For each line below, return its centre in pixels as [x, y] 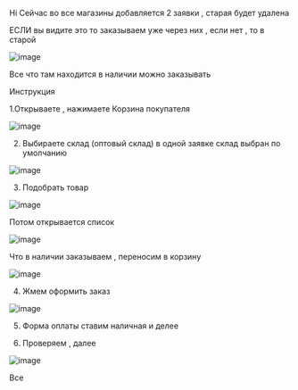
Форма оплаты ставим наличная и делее [100, 326]
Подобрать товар [55, 187]
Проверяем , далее [59, 343]
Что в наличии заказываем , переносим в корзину [105, 257]
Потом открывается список [62, 222]
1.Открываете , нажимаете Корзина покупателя [99, 109]
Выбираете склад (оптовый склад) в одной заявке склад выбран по [151, 143]
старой [23, 40]
